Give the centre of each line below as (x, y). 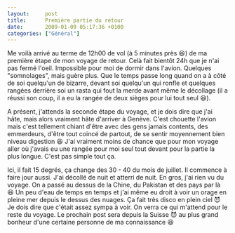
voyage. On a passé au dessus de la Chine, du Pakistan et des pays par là (114, 185)
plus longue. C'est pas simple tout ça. (62, 157)
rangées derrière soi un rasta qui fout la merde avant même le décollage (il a (117, 91)
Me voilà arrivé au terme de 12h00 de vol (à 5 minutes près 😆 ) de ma (107, 53)
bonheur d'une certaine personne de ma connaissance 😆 (90, 222)
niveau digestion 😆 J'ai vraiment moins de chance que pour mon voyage (113, 142)
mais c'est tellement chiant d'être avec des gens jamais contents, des (108, 126)
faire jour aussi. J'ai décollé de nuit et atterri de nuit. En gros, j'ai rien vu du (116, 178)
